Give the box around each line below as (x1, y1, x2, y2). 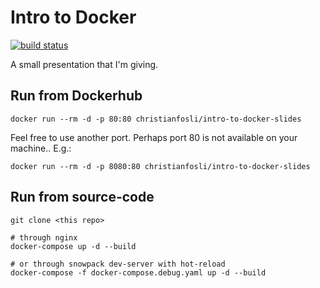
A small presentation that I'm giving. (10, 58, 159, 70)
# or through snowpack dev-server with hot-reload (10, 259, 226, 269)
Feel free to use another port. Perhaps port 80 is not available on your (10, 131, 298, 143)
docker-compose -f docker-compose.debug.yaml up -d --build (10, 267, 267, 278)
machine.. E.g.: (10, 142, 72, 154)
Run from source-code (10, 189, 155, 206)
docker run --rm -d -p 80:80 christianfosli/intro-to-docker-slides (10, 114, 302, 124)
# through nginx (10, 232, 78, 243)
